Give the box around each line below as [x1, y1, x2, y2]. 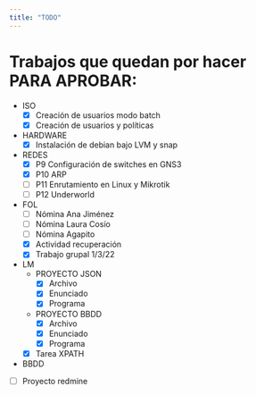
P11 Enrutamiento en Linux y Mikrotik [35, 179, 170, 189]
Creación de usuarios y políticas [35, 120, 154, 130]
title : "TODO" [9, 13, 62, 22]
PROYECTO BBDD [35, 308, 103, 319]
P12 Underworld [35, 189, 95, 199]
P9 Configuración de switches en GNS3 [35, 158, 182, 170]
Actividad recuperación [35, 239, 122, 250]
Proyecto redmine [21, 375, 88, 386]
